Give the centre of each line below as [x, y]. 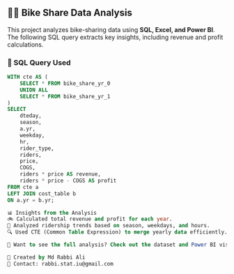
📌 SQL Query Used [39, 62]
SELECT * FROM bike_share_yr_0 [65, 83]
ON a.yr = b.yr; [31, 200]
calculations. [25, 44]
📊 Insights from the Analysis [52, 213]
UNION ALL [34, 90]
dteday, [31, 116]
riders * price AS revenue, [60, 174]
